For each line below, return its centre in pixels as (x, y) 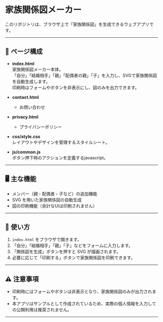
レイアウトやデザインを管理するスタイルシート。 (61, 142)
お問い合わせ (32, 107)
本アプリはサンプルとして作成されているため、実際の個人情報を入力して (84, 304)
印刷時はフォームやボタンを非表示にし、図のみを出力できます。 (75, 87)
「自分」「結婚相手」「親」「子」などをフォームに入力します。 (72, 245)
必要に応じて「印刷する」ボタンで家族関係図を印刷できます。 (73, 258)
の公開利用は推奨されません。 (42, 310)
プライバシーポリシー (41, 127)
